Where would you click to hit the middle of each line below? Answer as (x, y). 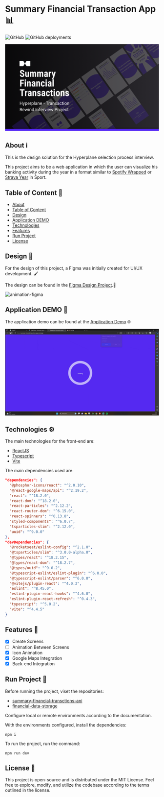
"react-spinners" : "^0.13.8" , (40, 516)
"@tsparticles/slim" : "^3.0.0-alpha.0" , (51, 553)
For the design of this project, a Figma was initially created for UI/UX (74, 268)
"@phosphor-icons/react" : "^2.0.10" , (48, 485)
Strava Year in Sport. (26, 177)
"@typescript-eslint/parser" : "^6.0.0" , (51, 578)
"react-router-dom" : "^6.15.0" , (42, 511)
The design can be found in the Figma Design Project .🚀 (61, 285)
